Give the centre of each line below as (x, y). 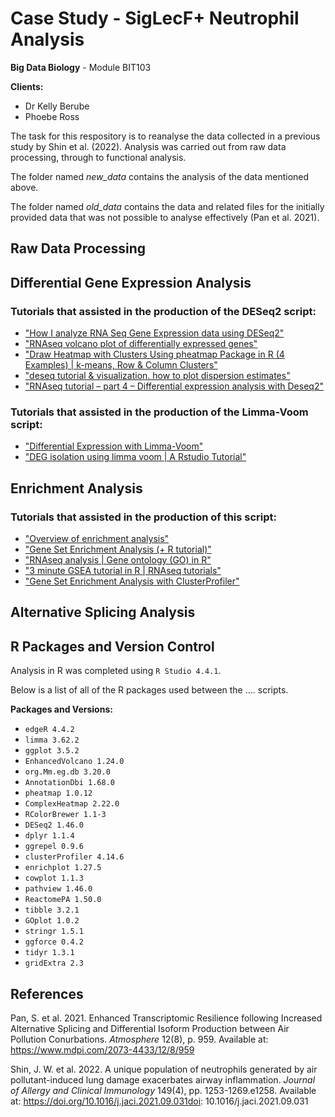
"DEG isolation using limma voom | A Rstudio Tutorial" (135, 457)
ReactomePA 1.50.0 (63, 900)
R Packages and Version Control (112, 646)
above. (24, 187)
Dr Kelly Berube (57, 106)
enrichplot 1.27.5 (63, 868)
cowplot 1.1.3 (54, 878)
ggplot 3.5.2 (52, 751)
